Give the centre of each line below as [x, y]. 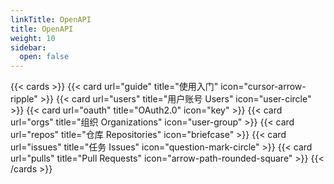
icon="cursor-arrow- [263, 87]
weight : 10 [33, 38]
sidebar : [28, 47]
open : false [44, 57]
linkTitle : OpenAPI [51, 19]
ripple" [24, 99]
